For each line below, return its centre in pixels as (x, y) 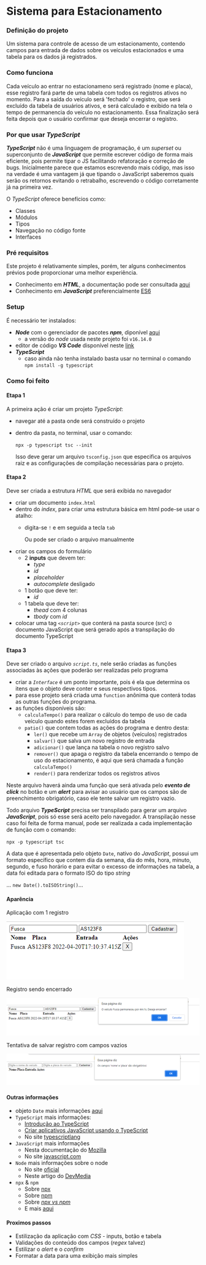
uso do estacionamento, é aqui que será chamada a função (109, 760)
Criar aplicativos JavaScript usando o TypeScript (86, 1131)
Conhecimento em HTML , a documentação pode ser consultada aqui (103, 285)
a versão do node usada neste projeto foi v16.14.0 (88, 339)
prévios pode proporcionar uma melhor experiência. (72, 273)
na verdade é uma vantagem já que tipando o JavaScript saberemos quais (100, 174)
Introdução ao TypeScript (56, 1124)
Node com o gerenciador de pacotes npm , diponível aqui (88, 332)
